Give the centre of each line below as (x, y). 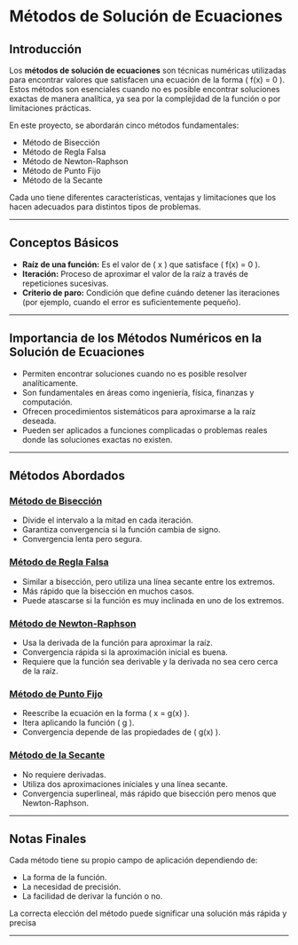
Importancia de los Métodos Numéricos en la (136, 339)
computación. (47, 402)
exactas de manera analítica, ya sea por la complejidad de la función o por (145, 98)
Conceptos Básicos (64, 243)
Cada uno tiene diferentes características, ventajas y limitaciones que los (143, 197)
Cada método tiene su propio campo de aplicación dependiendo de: (133, 860)
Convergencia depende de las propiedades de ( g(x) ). (122, 732)
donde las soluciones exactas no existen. (97, 439)
